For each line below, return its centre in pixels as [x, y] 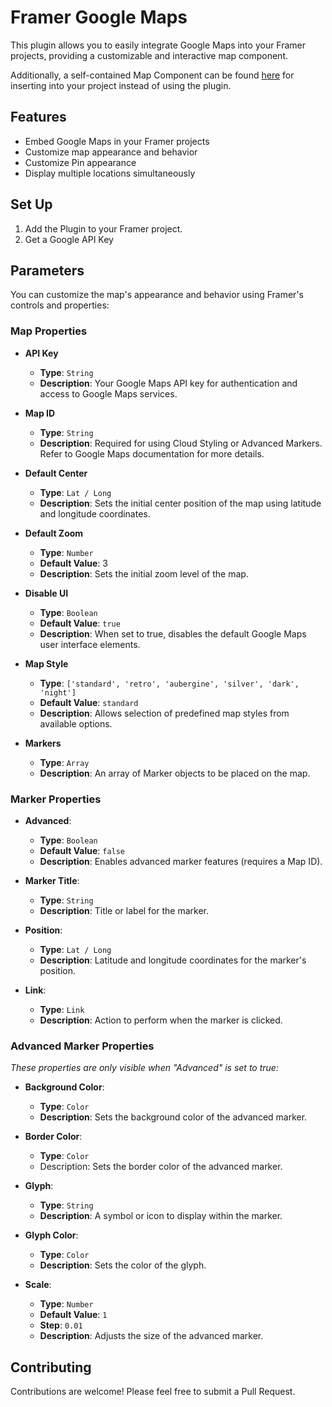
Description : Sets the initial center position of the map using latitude [180, 503]
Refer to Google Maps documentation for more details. [152, 453]
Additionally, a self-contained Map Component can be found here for [152, 75]
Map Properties [49, 331]
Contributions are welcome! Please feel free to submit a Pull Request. [153, 1392]
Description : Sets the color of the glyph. [123, 1265]
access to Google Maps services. [108, 393]
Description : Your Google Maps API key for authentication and [168, 383]
